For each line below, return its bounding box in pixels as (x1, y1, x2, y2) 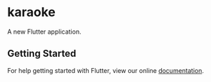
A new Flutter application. (7, 27, 82, 36)
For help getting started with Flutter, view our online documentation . (7, 66, 204, 74)
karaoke (7, 4, 56, 20)
